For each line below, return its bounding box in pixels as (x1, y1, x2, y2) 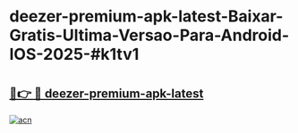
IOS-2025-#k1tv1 (9, 45, 140, 64)
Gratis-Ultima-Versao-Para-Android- (9, 25, 290, 46)
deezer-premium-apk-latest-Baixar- (9, 6, 284, 27)
